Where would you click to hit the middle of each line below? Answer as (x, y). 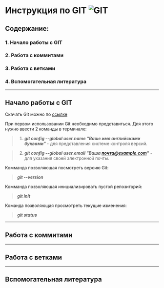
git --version (30, 177)
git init (24, 196)
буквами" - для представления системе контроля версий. (86, 144)
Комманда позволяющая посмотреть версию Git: (57, 168)
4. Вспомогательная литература (46, 82)
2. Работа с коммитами (34, 55)
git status (27, 215)
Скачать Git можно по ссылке (36, 114)
